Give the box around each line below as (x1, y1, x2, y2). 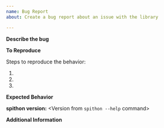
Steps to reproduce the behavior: (6, 58, 86, 65)
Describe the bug (6, 35, 49, 42)
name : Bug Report (6, 8, 49, 15)
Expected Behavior (6, 93, 54, 100)
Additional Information (6, 116, 63, 123)
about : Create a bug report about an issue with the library (6, 14, 159, 20)
